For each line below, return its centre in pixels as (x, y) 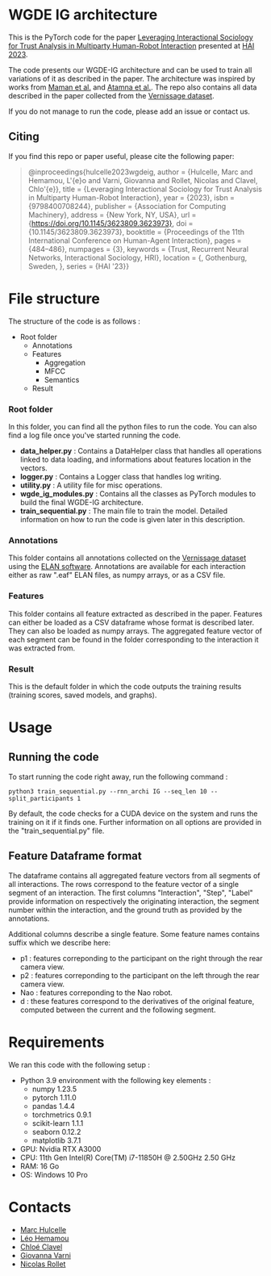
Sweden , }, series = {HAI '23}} (79, 266)
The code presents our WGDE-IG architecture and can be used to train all (130, 69)
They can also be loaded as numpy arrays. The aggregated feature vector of (135, 630)
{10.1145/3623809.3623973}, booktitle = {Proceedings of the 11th (136, 232)
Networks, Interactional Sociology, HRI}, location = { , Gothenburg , (138, 257)
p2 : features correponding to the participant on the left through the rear (140, 975)
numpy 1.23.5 (54, 1089)
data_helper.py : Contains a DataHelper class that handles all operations (141, 450)
